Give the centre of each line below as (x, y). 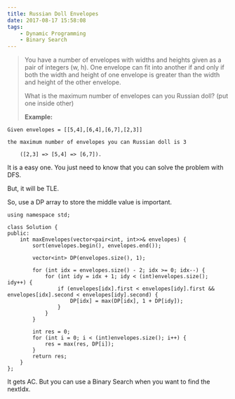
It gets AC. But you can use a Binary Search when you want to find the (109, 382)
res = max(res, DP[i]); (79, 344)
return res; (50, 357)
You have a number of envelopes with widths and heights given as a (123, 60)
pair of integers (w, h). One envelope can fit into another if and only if (124, 67)
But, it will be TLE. (33, 189)
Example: (38, 117)
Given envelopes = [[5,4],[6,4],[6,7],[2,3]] (75, 130)
